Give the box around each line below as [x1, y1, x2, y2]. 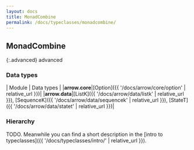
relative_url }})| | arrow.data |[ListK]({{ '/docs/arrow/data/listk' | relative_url [6, 90, 184, 97]
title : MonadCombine [6, 14, 57, 20]
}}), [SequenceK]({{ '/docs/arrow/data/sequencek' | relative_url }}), [6, 97, 168, 104]
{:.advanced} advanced [6, 57, 63, 64]
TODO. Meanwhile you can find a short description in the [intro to [6, 131, 163, 138]
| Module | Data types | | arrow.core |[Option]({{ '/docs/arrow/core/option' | [6, 84, 186, 91]
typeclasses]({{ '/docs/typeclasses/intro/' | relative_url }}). [6, 137, 147, 144]
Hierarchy [6, 117, 35, 125]
